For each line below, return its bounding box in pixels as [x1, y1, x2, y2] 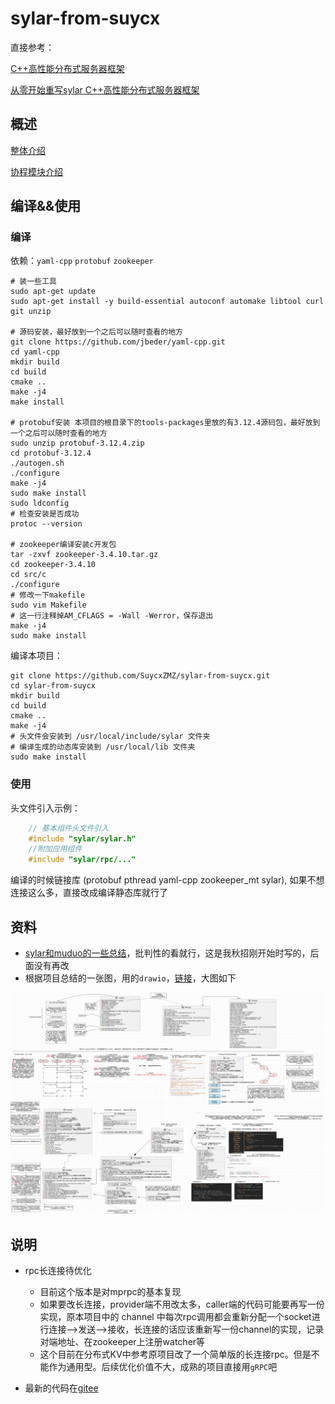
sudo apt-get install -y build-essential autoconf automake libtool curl [10, 297, 325, 307]
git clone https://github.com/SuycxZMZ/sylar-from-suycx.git [10, 671, 271, 681]
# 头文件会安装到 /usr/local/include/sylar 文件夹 [10, 732, 211, 742]
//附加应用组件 [28, 844, 83, 854]
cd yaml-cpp [10, 347, 60, 357]
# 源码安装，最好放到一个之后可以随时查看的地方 [10, 327, 183, 337]
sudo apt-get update [10, 287, 97, 297]
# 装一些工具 [10, 277, 57, 287]
